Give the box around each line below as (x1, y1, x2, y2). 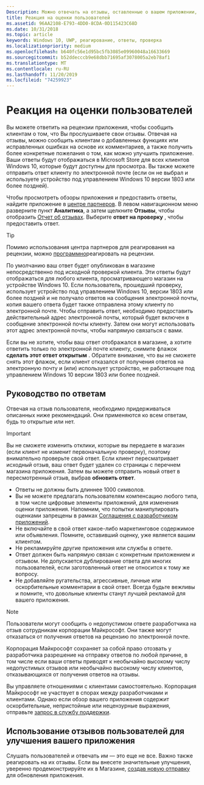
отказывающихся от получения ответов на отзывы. (6, 670, 140, 678)
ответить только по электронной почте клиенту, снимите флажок (6, 345, 177, 352)
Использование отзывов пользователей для (6, 726, 185, 737)
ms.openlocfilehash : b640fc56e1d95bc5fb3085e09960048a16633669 (6, 49, 171, 55)
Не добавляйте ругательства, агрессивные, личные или (15, 577, 161, 584)
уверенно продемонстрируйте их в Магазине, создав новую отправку (6, 765, 190, 772)
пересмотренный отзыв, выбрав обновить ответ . (6, 474, 136, 481)
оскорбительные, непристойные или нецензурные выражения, (6, 702, 171, 709)
